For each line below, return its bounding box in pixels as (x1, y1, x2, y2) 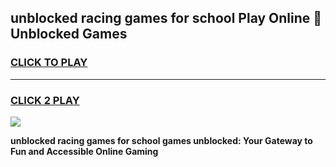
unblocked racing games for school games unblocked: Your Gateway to (10, 134, 313, 146)
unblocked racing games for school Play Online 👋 (10, 10, 323, 27)
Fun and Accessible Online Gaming (10, 145, 159, 157)
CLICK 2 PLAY (10, 93, 80, 107)
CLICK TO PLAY (10, 56, 88, 70)
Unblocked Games (10, 26, 128, 43)
